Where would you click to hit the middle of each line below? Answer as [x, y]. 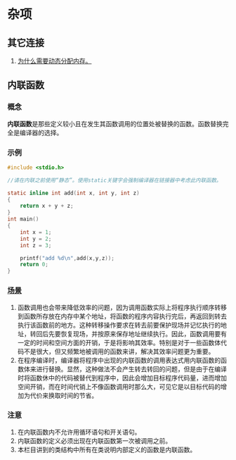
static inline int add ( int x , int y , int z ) [73, 193]
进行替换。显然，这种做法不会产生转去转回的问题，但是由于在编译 [131, 369]
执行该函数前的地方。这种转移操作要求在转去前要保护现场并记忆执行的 [119, 325]
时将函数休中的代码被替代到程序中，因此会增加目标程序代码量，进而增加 [122, 378]
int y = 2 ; [36, 239]
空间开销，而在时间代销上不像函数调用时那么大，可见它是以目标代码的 [119, 386]
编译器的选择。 [41, 132]
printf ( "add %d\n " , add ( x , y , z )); [67, 258]
